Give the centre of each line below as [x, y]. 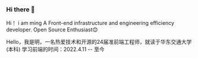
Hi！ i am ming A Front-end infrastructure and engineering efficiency [90, 23]
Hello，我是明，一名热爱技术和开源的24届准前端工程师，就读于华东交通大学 [99, 42]
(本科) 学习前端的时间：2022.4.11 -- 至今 [56, 49]
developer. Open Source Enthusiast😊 [52, 30]
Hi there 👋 [21, 9]
